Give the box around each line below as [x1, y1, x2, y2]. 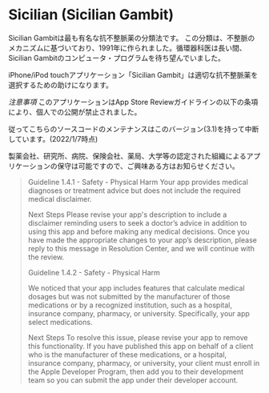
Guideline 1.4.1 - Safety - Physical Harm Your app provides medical [27, 177, 248, 186]
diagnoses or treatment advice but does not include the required [27, 186, 241, 195]
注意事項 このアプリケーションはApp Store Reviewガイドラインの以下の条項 [8, 97, 259, 106]
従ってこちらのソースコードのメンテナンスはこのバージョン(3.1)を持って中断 [8, 124, 259, 134]
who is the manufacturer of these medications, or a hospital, [27, 350, 227, 359]
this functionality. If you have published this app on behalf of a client [27, 341, 254, 351]
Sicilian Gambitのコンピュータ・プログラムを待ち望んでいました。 [8, 53, 226, 62]
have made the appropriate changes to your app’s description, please [27, 235, 258, 245]
